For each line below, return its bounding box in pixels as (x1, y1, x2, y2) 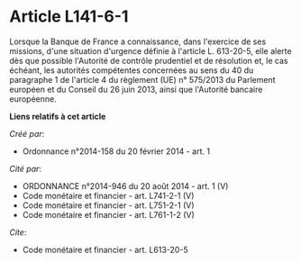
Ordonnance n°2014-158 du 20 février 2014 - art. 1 (22, 146, 210, 157)
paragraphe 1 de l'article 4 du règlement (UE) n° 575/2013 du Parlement (9, 74, 276, 85)
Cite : (9, 227, 27, 238)
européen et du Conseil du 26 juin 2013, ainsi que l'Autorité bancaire (9, 84, 263, 95)
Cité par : (9, 163, 42, 174)
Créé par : (9, 128, 45, 139)
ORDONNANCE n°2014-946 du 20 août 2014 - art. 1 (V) (22, 180, 229, 191)
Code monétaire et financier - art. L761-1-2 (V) (22, 209, 196, 220)
